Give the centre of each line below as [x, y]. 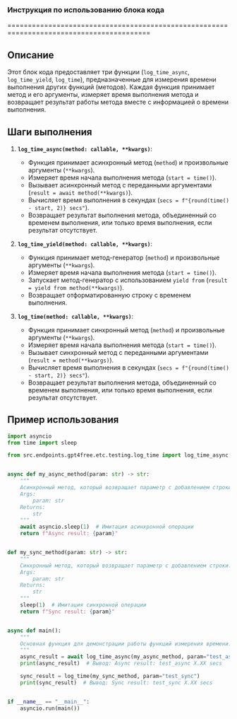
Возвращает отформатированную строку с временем [110, 295]
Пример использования [63, 420]
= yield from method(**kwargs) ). [76, 287]
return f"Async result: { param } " [69, 534]
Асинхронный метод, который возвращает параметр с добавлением [115, 488]
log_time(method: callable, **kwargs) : [75, 316]
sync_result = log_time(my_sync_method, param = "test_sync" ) [110, 677]
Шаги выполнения [50, 132]
